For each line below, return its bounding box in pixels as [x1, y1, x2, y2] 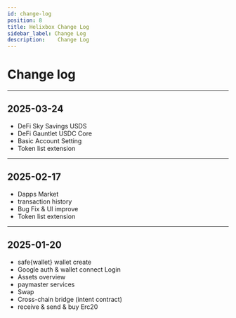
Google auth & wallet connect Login [17, 265, 121, 274]
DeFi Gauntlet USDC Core [17, 129, 93, 138]
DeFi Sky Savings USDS [17, 121, 87, 130]
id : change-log [7, 10, 52, 18]
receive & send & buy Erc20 [17, 303, 98, 311]
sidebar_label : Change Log [7, 29, 86, 37]
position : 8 [7, 17, 42, 24]
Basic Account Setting [17, 136, 82, 145]
